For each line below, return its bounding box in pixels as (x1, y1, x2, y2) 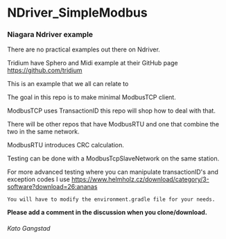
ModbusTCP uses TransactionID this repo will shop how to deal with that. (7, 106, 216, 115)
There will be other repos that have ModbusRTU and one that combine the (7, 120, 220, 129)
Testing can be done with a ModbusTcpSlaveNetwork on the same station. (7, 154, 220, 163)
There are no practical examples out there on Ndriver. (7, 45, 161, 53)
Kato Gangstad (7, 224, 51, 233)
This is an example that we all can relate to (7, 80, 129, 88)
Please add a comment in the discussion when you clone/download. (7, 208, 208, 217)
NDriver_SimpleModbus (7, 5, 148, 21)
